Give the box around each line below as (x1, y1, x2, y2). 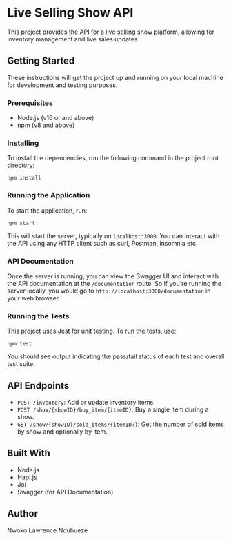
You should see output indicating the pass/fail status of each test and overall (7, 352, 225, 360)
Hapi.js (17, 473, 37, 481)
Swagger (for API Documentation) (17, 488, 114, 496)
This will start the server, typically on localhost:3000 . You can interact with (7, 231, 220, 240)
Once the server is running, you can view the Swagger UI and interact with (7, 271, 219, 280)
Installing (7, 138, 39, 148)
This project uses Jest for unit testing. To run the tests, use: (7, 327, 177, 336)
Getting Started (7, 55, 75, 67)
